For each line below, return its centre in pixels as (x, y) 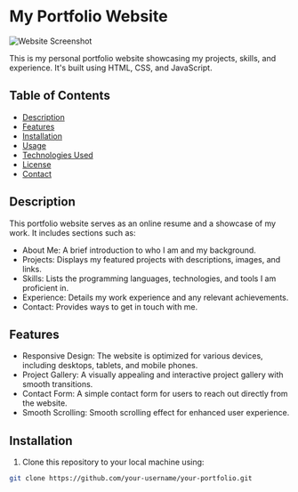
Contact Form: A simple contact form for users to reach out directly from (155, 394)
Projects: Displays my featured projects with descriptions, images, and (151, 259)
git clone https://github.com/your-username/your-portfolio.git (131, 479)
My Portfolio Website (89, 16)
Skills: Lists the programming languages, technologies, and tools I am (149, 278)
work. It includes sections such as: (72, 232)
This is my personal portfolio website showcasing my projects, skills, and (143, 58)
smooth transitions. (57, 384)
